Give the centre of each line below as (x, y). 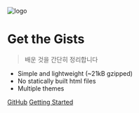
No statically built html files (57, 81)
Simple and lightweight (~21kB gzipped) (75, 73)
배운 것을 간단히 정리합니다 (61, 59)
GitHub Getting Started (40, 102)
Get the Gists (46, 39)
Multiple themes (41, 88)
